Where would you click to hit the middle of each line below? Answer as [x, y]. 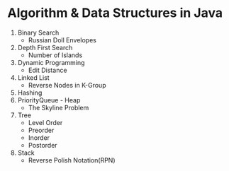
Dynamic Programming [51, 62]
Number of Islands [55, 55]
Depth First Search [45, 47]
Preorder [41, 130]
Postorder [43, 145]
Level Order [45, 122]
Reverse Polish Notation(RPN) [72, 160]
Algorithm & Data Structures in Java [115, 13]
